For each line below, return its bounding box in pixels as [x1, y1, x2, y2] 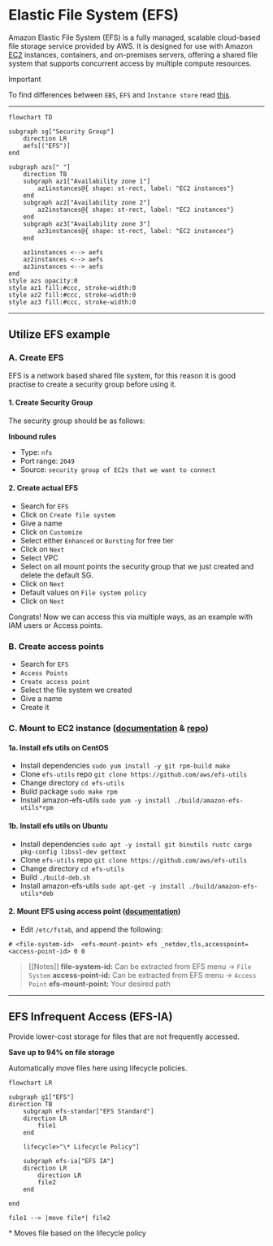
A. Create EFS [8, 352, 64, 363]
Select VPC [19, 553, 58, 563]
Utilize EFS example [8, 327, 111, 342]
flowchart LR [8, 1079, 53, 1087]
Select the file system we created [19, 685, 132, 695]
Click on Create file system [19, 510, 115, 520]
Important [8, 74, 41, 84]
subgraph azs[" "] [8, 162, 71, 171]
